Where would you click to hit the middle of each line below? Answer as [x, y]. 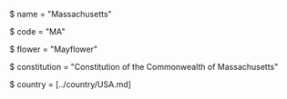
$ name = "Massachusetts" [61, 14]
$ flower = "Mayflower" [54, 49]
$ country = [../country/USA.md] [71, 84]
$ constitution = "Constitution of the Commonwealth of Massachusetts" [144, 67]
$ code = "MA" [37, 31]
